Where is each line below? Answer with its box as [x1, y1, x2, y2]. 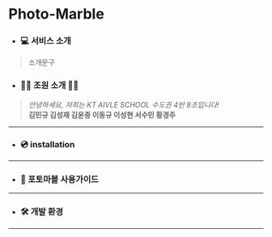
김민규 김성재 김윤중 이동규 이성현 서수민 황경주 [28, 110, 176, 120]
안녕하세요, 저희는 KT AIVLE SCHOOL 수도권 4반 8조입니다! [28, 99, 219, 109]
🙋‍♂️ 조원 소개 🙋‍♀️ [19, 80, 79, 91]
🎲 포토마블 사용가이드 [19, 174, 99, 184]
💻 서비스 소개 [19, 36, 71, 47]
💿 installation [19, 138, 75, 150]
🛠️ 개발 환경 [19, 206, 63, 218]
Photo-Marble [8, 5, 105, 23]
